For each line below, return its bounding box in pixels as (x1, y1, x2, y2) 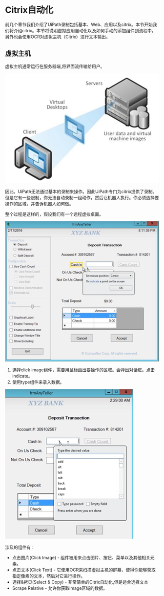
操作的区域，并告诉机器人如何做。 (5, 201, 74, 207)
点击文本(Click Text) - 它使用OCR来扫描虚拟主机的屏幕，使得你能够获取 (12, 567, 156, 573)
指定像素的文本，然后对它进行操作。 (12, 573, 85, 579)
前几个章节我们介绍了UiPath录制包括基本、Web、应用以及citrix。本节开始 (5, 21, 153, 27)
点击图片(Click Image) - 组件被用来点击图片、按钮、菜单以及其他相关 (12, 554, 150, 560)
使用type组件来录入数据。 (12, 379, 64, 385)
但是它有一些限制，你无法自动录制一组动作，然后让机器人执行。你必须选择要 (5, 195, 159, 201)
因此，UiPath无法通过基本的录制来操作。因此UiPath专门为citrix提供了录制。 (5, 189, 157, 194)
